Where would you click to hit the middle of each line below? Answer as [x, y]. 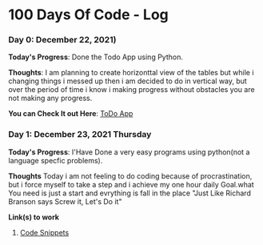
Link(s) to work [34, 217]
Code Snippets [44, 232]
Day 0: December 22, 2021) [62, 40]
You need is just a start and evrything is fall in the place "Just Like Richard [130, 193]
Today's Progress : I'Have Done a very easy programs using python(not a [129, 152]
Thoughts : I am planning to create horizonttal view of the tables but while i [131, 73]
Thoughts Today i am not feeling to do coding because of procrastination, [130, 176]
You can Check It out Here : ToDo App [71, 114]
